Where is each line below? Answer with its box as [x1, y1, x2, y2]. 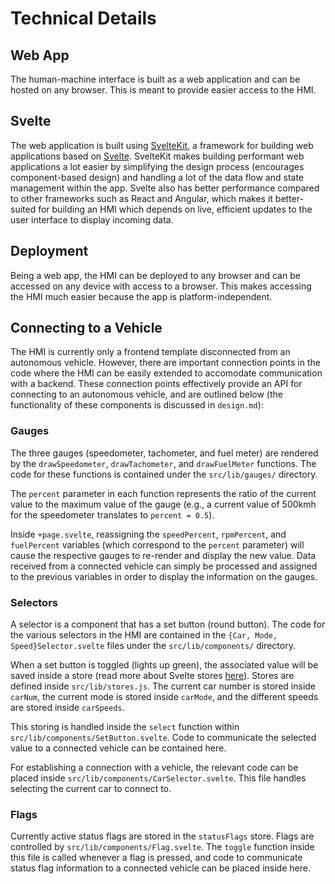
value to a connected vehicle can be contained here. [10, 742, 227, 754]
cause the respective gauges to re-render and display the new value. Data [10, 549, 317, 561]
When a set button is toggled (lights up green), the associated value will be [10, 659, 319, 671]
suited [10, 203, 37, 215]
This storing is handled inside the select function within [10, 721, 240, 733]
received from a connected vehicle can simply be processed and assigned [10, 560, 318, 572]
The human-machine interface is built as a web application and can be [10, 73, 301, 85]
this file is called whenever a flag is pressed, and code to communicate [10, 852, 303, 864]
